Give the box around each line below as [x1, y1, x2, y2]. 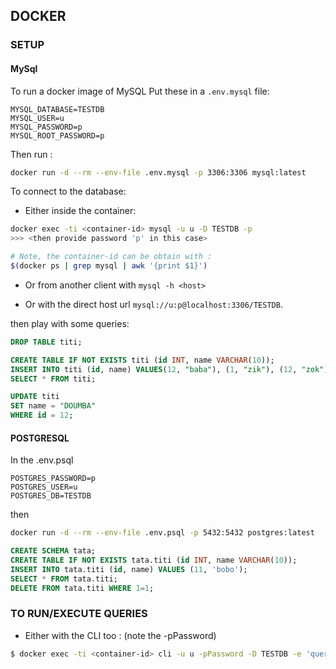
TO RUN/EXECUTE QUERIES [10, 607, 148, 621]
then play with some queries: [10, 317, 130, 329]
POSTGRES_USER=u [10, 482, 78, 493]
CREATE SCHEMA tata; [10, 546, 97, 556]
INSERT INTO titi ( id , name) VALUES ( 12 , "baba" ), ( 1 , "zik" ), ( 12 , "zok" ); [10, 364, 333, 374]
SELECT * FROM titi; [10, 374, 97, 384]
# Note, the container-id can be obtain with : [10, 252, 213, 262]
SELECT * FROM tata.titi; [10, 574, 118, 584]
